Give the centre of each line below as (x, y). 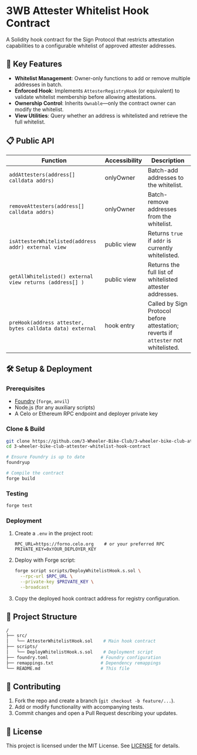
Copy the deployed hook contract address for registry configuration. (97, 598)
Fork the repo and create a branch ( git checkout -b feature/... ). (94, 701)
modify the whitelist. (39, 109)
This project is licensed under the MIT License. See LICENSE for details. (93, 746)
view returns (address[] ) (47, 282)
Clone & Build (26, 429)
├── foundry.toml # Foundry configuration (84, 657)
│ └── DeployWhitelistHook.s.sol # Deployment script (80, 652)
